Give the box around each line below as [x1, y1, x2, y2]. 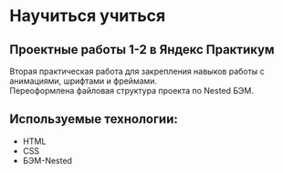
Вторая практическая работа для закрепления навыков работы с [9, 66, 265, 76]
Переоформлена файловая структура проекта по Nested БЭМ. [9, 86, 254, 96]
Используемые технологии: [9, 111, 178, 127]
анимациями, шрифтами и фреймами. [9, 76, 158, 86]
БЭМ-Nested [22, 155, 73, 166]
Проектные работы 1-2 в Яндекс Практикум [9, 42, 276, 57]
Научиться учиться [9, 5, 166, 26]
